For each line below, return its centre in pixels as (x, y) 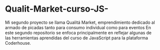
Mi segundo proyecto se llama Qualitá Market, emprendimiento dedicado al (80, 22)
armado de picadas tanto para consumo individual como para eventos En (78, 27)
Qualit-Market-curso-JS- (57, 9)
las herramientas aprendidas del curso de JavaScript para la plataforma (77, 38)
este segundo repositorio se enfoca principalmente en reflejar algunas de (78, 33)
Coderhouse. (18, 43)
